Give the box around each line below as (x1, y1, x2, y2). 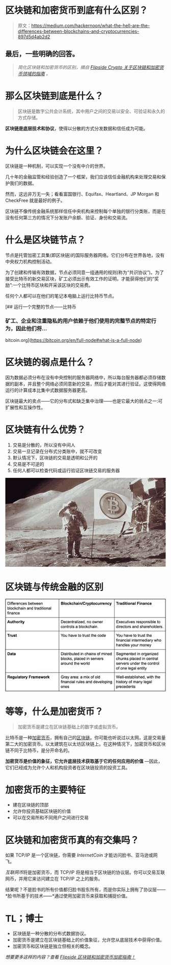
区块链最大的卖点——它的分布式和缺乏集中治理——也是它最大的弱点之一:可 (5, 398, 163, 404)
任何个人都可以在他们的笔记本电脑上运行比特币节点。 (5, 292, 117, 299)
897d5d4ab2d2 (17, 34, 50, 40)
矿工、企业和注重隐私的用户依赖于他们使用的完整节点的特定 (5, 317, 152, 325)
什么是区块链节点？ (5, 234, 86, 246)
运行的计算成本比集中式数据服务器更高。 (5, 387, 90, 393)
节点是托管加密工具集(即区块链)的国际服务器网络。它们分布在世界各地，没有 (5, 252, 165, 258)
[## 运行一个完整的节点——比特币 (5, 304, 76, 310)
